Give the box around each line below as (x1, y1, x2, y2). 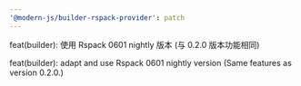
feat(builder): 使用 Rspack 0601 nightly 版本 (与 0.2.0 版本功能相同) (9, 39, 260, 50)
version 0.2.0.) (9, 67, 64, 78)
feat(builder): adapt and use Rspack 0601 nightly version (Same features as (9, 57, 293, 68)
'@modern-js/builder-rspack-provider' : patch (9, 13, 185, 23)
